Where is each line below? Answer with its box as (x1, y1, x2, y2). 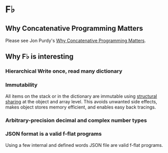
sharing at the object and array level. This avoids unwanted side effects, (5, 98, 157, 104)
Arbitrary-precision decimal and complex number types (5, 117, 147, 124)
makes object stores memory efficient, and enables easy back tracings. (5, 104, 156, 110)
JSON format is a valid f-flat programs (5, 130, 102, 138)
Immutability (5, 81, 38, 89)
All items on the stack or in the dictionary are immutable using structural (5, 93, 157, 99)
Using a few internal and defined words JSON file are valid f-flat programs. (5, 142, 163, 148)
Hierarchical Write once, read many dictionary (5, 68, 123, 75)
